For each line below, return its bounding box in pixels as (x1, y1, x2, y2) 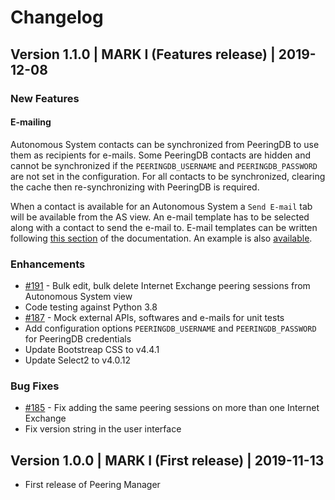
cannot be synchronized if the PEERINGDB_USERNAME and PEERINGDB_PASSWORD (10, 159, 318, 171)
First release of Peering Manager (24, 479, 161, 491)
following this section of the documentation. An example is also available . (10, 232, 313, 244)
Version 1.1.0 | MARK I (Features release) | (10, 46, 276, 63)
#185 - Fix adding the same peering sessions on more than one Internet (24, 402, 320, 414)
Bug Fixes (10, 379, 60, 393)
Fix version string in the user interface (24, 423, 182, 435)
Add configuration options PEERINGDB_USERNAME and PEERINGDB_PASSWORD (24, 322, 317, 334)
